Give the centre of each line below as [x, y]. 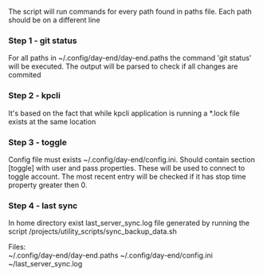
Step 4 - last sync [43, 205]
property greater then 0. [48, 185]
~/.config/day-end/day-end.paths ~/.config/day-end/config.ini [111, 255]
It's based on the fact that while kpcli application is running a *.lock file [124, 113]
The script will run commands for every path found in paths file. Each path [130, 12]
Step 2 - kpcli [35, 96]
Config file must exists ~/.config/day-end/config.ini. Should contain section [131, 160]
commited [25, 75]
